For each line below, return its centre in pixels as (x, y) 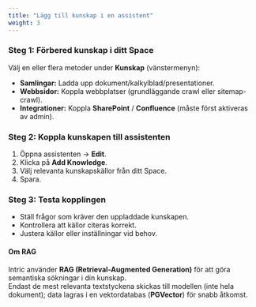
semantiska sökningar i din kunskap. (68, 278)
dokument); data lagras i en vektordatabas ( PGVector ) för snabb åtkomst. (128, 294)
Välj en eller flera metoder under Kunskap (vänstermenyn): (104, 67)
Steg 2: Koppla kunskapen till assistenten (89, 137)
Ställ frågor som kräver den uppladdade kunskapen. (104, 217)
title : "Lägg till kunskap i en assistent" (81, 15)
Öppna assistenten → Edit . (63, 154)
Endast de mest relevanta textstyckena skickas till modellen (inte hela (121, 286)
